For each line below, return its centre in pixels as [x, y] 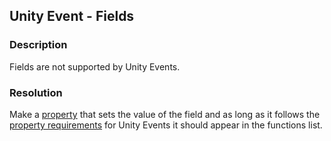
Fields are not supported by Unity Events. [95, 66]
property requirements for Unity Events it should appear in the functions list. [166, 125]
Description [38, 45]
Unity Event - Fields [72, 16]
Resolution [36, 92]
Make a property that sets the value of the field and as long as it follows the [165, 114]
